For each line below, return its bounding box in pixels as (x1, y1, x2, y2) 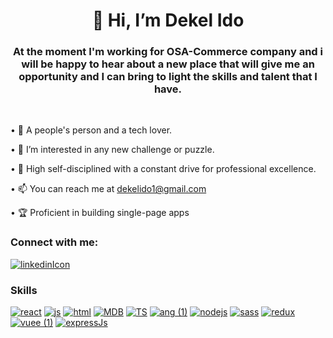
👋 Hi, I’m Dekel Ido (91, 9, 245, 32)
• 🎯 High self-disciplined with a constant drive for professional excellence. (10, 163, 317, 175)
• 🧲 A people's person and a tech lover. (10, 124, 173, 136)
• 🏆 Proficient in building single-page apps (10, 207, 190, 219)
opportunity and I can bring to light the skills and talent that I (18, 70, 318, 84)
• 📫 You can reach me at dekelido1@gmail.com (10, 183, 207, 195)
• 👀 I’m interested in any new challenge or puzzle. (10, 144, 215, 156)
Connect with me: (10, 235, 99, 249)
